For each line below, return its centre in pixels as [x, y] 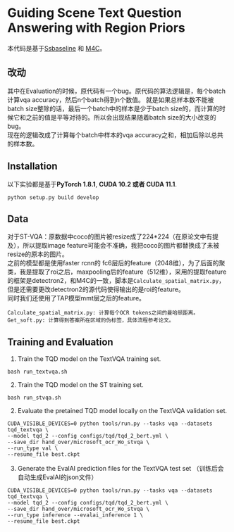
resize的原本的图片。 [38, 254]
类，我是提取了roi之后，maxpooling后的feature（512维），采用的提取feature [117, 272]
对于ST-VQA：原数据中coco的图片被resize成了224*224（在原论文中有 [110, 236]
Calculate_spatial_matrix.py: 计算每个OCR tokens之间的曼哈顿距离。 [103, 313]
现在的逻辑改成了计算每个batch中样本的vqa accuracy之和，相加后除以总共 [116, 134]
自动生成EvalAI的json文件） [57, 477]
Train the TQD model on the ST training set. [80, 385]
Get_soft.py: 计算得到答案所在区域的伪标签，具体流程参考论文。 [91, 321]
